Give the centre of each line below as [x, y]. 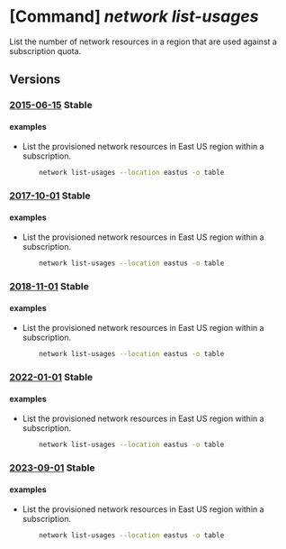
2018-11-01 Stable [49, 287]
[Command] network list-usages [134, 17]
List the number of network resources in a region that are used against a [143, 41]
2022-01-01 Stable [51, 378]
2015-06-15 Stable [51, 105]
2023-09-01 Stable [52, 468]
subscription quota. [45, 50]
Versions [35, 80]
